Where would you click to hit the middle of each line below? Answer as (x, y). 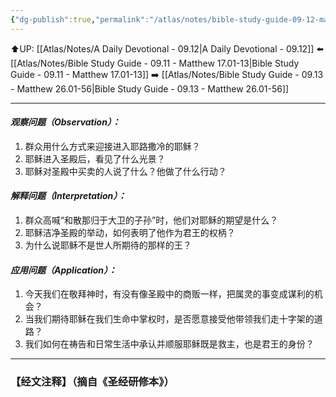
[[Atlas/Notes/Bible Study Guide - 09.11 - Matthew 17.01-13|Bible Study (155, 63)
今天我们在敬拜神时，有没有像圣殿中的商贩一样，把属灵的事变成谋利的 (169, 294)
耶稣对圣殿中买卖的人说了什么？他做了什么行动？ (125, 171)
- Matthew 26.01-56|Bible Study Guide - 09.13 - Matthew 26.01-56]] (150, 88)
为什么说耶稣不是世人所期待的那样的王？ (108, 245)
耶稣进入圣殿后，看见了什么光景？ (95, 158)
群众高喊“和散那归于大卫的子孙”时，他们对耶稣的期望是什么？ (151, 220)
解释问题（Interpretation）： (68, 196)
